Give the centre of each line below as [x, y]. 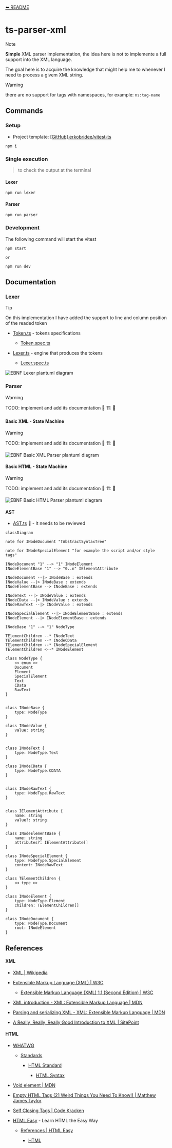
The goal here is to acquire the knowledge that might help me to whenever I [85, 69]
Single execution [27, 159]
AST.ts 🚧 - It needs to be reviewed [49, 523]
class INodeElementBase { [33, 834]
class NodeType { [24, 658]
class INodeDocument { [30, 919]
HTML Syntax [50, 1075]
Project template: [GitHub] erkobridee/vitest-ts [62, 137]
